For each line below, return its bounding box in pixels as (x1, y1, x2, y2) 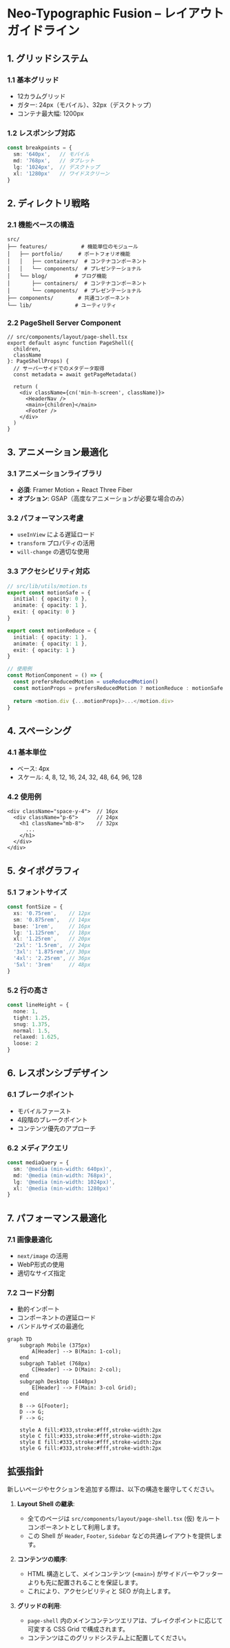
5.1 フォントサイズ (7, 887, 67, 897)
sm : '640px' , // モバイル (13, 151, 90, 158)
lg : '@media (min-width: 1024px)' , (13, 1179, 116, 1186)
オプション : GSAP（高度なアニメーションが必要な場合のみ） (17, 494, 188, 503)
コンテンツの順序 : (17, 1555, 67, 1564)
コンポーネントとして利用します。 (27, 1523, 124, 1531)
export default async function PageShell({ (7, 339, 134, 347)
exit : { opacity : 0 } (13, 608, 76, 615)
